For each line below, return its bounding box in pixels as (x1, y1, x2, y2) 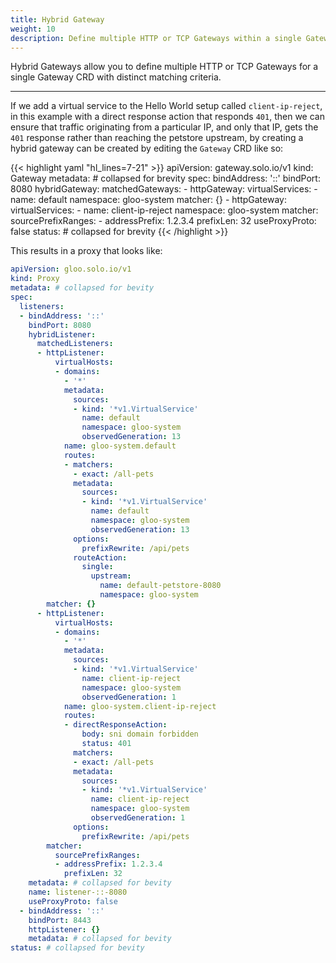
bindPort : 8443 (28, 915, 92, 925)
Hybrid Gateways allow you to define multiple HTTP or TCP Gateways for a (10, 61, 319, 73)
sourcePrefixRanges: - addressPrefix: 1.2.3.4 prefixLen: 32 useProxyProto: (10, 215, 317, 227)
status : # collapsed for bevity (10, 943, 145, 953)
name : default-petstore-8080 (99, 581, 222, 591)
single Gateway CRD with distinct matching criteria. (10, 71, 222, 83)
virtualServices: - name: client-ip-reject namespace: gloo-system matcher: (10, 204, 319, 216)
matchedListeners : (36, 339, 114, 349)
